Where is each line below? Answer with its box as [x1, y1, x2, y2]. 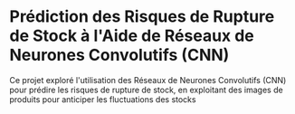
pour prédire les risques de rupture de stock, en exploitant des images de [9, 84, 283, 95]
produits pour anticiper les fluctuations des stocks [9, 93, 196, 105]
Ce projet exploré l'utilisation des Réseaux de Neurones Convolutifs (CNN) [9, 74, 287, 85]
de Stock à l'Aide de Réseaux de [9, 25, 255, 46]
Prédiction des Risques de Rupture [9, 6, 275, 27]
